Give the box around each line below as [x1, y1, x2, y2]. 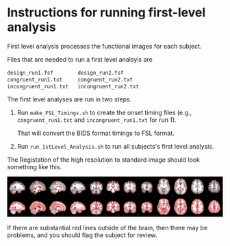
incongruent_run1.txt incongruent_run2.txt [7, 83, 139, 90]
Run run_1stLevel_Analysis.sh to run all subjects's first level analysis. [16, 142, 214, 150]
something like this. [7, 162, 62, 171]
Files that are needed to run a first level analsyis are [7, 55, 153, 63]
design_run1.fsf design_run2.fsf [7, 69, 125, 76]
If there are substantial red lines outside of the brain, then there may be [7, 223, 208, 232]
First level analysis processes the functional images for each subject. [7, 42, 202, 50]
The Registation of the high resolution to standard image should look [7, 156, 201, 164]
